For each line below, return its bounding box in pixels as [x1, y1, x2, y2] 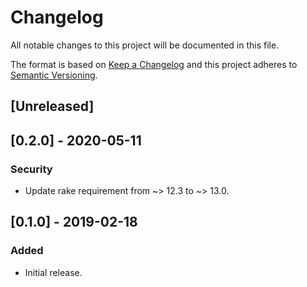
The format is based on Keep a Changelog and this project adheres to [10, 58, 298, 70]
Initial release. [24, 266, 83, 278]
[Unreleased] [10, 98, 95, 115]
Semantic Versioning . [10, 69, 98, 81]
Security [10, 162, 53, 176]
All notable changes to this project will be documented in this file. [10, 39, 280, 51]
